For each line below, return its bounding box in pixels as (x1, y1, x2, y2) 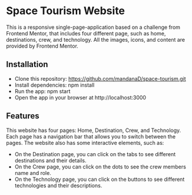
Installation (6, 60, 48, 70)
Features (6, 111, 39, 121)
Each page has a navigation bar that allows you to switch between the (6, 133, 176, 140)
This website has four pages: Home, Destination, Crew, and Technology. (6, 127, 181, 134)
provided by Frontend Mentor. (6, 42, 78, 49)
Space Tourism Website (6, 4, 125, 18)
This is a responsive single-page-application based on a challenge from (6, 24, 181, 31)
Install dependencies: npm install (14, 81, 95, 88)
